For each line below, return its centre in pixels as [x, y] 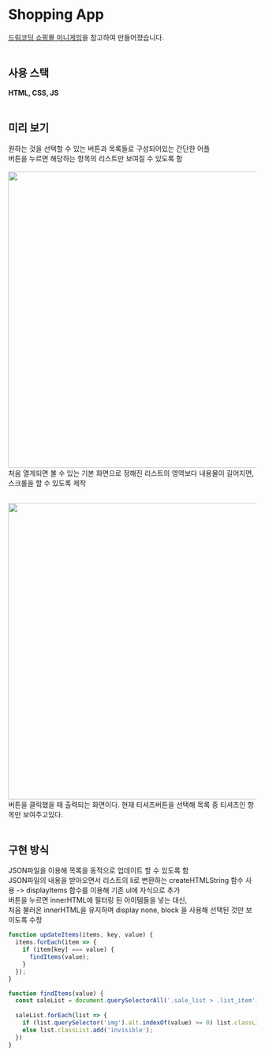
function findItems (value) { [56, 994]
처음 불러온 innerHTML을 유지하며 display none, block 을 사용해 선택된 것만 [126, 910]
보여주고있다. [43, 814]
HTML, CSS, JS [34, 92]
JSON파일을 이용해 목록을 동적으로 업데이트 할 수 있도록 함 [99, 870]
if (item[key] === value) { [68, 950]
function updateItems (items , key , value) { [81, 935]
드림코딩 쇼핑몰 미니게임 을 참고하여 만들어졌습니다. [86, 37]
